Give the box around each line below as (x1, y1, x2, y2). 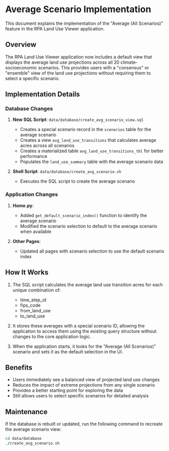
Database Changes (5, 105, 53, 112)
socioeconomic (5, 64, 37, 70)
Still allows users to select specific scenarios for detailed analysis (12, 393, 149, 399)
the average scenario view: (5, 426, 62, 432)
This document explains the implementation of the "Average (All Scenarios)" (5, 20, 163, 26)
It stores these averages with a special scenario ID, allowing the (12, 322, 145, 329)
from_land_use (20, 307, 51, 313)
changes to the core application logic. (12, 333, 91, 340)
